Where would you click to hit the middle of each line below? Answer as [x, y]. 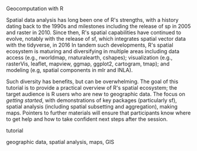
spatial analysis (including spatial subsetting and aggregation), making [92, 106]
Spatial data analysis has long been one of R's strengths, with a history [92, 20]
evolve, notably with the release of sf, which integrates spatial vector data [96, 39]
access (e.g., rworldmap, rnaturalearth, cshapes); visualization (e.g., [89, 58]
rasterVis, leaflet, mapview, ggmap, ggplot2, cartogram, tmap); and [88, 64]
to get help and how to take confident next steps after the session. [87, 119]
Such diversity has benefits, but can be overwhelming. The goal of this [92, 81]
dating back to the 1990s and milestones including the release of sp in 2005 [98, 26]
